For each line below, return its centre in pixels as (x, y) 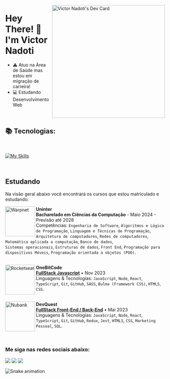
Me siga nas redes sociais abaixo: (48, 350)
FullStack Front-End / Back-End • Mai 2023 (82, 309)
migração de (26, 81)
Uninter (44, 209)
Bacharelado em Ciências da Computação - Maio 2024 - (96, 214)
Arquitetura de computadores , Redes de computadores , (92, 236)
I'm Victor (27, 40)
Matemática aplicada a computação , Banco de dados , (59, 242)
